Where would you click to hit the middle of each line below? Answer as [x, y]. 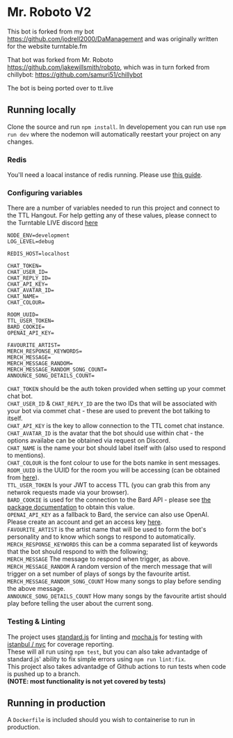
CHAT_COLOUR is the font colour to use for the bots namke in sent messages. [114, 463]
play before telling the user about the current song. [80, 604]
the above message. [37, 589]
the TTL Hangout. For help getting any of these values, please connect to [112, 215]
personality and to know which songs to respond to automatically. [102, 537]
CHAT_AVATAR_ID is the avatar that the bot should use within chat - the [105, 433]
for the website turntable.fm [47, 46]
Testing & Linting [37, 622]
